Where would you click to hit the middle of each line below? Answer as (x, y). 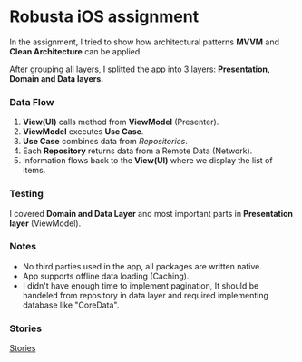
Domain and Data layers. (57, 78)
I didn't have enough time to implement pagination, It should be (141, 285)
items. (34, 171)
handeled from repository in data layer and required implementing (146, 295)
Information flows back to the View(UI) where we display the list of (148, 161)
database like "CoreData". (71, 305)
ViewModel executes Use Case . (83, 132)
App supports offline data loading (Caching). (106, 276)
